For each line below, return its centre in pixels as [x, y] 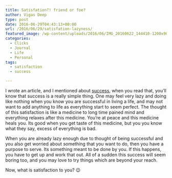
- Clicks [19, 43]
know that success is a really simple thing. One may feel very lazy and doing [86, 96]
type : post [17, 19]
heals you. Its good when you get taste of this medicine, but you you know [84, 123]
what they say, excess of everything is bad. [51, 129]
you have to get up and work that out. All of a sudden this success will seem [86, 155]
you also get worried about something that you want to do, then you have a [84, 144]
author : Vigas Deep [26, 15]
